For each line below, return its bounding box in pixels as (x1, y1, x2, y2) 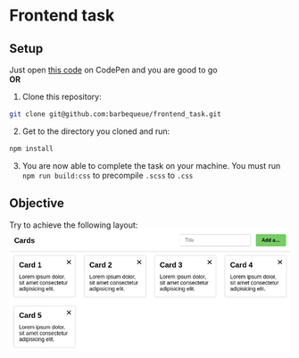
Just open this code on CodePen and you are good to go (9, 64, 218, 75)
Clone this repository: (21, 91, 102, 102)
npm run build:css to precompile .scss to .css (21, 170, 194, 180)
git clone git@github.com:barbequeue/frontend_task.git (9, 110, 221, 119)
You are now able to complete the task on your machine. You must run (21, 160, 281, 171)
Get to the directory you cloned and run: (21, 126, 170, 137)
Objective (9, 196, 65, 211)
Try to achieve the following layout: (9, 220, 138, 230)
